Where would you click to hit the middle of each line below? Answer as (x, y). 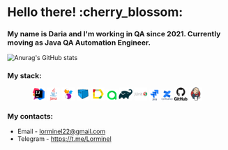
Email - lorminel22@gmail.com (61, 132)
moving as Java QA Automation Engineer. (79, 43)
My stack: (24, 76)
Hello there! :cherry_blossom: (95, 12)
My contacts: (30, 116)
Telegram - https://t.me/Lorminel (64, 139)
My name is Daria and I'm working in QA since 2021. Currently (114, 34)
